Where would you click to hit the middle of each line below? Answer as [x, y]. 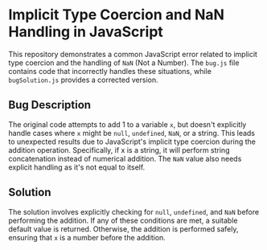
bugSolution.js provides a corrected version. [83, 80]
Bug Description [49, 105]
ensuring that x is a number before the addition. [87, 237]
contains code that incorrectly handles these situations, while [110, 71]
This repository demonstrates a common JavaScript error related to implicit [133, 54]
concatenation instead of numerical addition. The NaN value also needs [125, 158]
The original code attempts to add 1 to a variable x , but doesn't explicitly [127, 124]
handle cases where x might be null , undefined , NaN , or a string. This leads [132, 133]
